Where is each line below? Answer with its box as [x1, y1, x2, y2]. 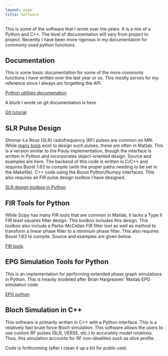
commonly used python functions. [5, 42, 76, 48]
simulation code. [5, 281, 40, 287]
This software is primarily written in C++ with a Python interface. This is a [5, 319, 157, 325]
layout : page [5, 7, 33, 13]
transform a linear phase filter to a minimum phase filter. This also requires [5, 228, 159, 234]
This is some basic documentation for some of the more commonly [5, 70, 144, 76]
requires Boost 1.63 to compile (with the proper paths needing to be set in [5, 164, 157, 170]
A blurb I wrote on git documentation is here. [5, 100, 98, 106]
